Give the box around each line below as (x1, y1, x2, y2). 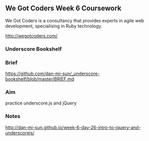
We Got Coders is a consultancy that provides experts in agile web (5, 17, 144, 23)
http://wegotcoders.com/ (5, 32, 58, 39)
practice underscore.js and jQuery (5, 100, 77, 106)
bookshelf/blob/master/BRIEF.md (5, 76, 74, 82)
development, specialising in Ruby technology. (5, 23, 102, 29)
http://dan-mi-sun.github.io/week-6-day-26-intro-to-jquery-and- (5, 124, 141, 130)
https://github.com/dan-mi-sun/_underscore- (5, 70, 100, 77)
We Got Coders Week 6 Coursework (5, 4, 122, 13)
